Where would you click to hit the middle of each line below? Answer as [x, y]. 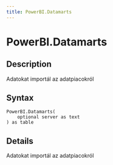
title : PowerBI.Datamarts [39, 12]
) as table [20, 123]
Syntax [20, 98]
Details [20, 141]
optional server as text [49, 117]
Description [29, 64]
